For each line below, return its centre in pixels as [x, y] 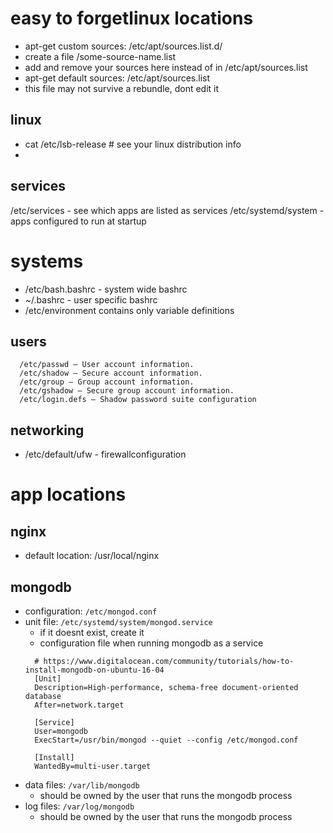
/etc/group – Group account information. [107, 382]
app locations [68, 494]
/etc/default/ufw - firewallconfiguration [105, 454]
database [43, 696]
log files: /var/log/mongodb [79, 806]
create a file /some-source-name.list [100, 56]
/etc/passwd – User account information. [107, 365]
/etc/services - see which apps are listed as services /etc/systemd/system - [167, 210]
